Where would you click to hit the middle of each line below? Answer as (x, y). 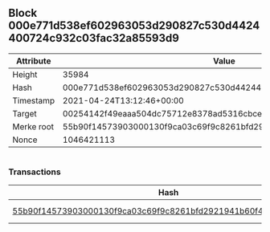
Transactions (35, 172)
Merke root (33, 126)
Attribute (33, 61)
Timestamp (34, 100)
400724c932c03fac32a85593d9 (94, 38)
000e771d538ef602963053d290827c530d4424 (134, 26)
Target (25, 113)
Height (25, 74)
